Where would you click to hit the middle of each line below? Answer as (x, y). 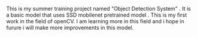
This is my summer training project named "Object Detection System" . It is (99, 9)
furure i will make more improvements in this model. (70, 27)
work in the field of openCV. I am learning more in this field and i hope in (95, 21)
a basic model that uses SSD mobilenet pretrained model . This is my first (97, 15)
